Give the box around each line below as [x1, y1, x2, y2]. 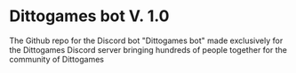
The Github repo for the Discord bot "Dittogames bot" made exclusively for [9, 35, 284, 46]
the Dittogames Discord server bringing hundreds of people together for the [9, 44, 287, 55]
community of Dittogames [9, 54, 105, 64]
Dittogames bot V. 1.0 [9, 6, 170, 26]
